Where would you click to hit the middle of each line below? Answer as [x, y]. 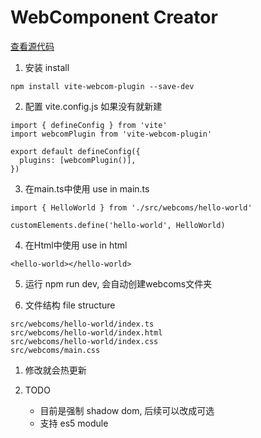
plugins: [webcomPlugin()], [78, 160]
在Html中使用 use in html [76, 245]
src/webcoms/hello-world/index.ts [82, 324]
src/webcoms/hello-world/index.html [86, 332]
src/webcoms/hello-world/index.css [84, 341]
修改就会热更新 [55, 370]
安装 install [47, 67]
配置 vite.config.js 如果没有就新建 [93, 106]
